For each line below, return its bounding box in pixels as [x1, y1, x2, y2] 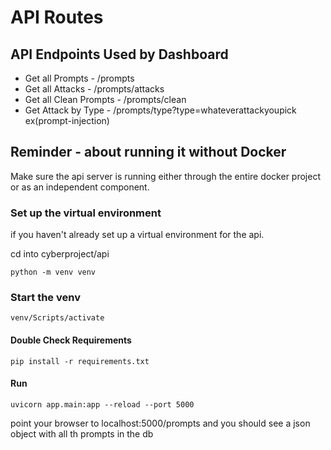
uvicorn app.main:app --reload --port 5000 [10, 399, 195, 410]
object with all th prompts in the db [10, 427, 154, 440]
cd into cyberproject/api [10, 248, 110, 260]
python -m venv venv [10, 267, 97, 278]
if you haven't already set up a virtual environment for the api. [10, 229, 265, 241]
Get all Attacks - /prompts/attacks [24, 83, 165, 95]
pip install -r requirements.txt [10, 356, 150, 366]
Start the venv [10, 291, 81, 305]
